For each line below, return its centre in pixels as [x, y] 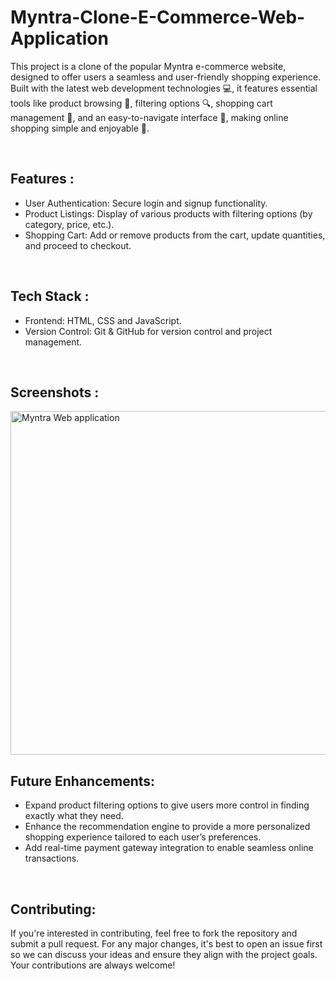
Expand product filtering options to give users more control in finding [167, 805]
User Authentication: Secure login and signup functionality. [146, 203]
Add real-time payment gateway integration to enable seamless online [169, 848]
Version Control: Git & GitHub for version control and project [148, 331]
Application [59, 38]
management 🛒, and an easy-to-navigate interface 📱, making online [149, 117]
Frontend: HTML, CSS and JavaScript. [103, 320]
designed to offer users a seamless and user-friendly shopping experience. [166, 77]
